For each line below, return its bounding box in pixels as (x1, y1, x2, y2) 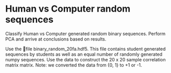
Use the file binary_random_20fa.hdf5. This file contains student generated (5, 46, 166, 52)
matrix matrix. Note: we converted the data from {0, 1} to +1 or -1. (5, 62, 142, 68)
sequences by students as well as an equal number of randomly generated (5, 51, 162, 57)
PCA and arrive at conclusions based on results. (5, 36, 107, 42)
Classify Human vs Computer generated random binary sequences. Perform (5, 30, 166, 36)
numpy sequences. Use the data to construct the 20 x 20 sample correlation (5, 56, 166, 62)
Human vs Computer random (5, 3, 131, 15)
